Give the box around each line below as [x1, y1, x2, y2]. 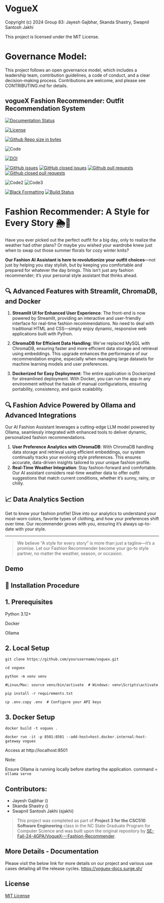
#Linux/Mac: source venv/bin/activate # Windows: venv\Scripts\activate [5, 683, 159, 687]
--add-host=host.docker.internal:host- [66, 734, 147, 740]
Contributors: [5, 785, 47, 793]
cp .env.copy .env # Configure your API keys [5, 700, 102, 705]
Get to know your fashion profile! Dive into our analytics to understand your [5, 510, 157, 516]
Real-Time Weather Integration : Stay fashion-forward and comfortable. [12, 465, 157, 471]
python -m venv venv [5, 674, 47, 679]
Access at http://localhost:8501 [5, 748, 68, 753]
